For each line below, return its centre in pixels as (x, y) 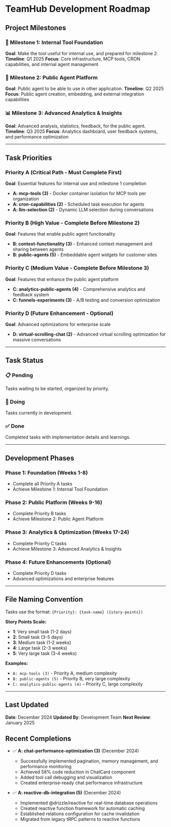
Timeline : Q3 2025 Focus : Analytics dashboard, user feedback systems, (81, 131)
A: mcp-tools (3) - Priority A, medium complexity (65, 673)
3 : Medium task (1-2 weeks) (42, 642)
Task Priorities (29, 158)
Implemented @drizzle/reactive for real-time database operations (89, 803)
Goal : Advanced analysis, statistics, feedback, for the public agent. (76, 126)
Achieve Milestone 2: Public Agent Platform (58, 519)
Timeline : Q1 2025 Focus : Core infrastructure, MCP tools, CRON (73, 59)
